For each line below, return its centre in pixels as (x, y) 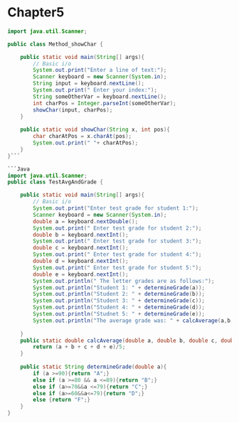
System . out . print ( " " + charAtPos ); (86, 143)
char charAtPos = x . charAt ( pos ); (83, 136)
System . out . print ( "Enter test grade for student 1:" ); (116, 208)
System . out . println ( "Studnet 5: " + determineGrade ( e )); (119, 314)
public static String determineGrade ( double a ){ (94, 367)
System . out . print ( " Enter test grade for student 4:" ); (117, 255)
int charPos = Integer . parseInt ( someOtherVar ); (105, 103)
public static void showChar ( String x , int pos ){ (95, 130)
